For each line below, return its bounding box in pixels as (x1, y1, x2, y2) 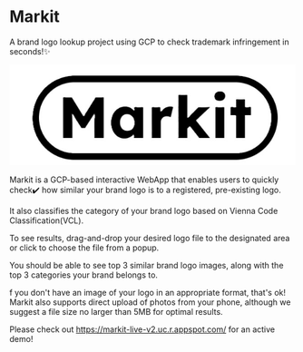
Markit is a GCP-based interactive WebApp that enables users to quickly (9, 174, 279, 185)
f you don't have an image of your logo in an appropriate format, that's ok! (9, 287, 287, 298)
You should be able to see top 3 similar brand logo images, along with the (9, 259, 284, 270)
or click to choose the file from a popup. (9, 242, 160, 253)
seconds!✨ (9, 45, 51, 56)
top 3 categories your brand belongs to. (9, 269, 159, 280)
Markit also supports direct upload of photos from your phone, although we (9, 297, 291, 308)
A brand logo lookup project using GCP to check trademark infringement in (9, 36, 289, 47)
